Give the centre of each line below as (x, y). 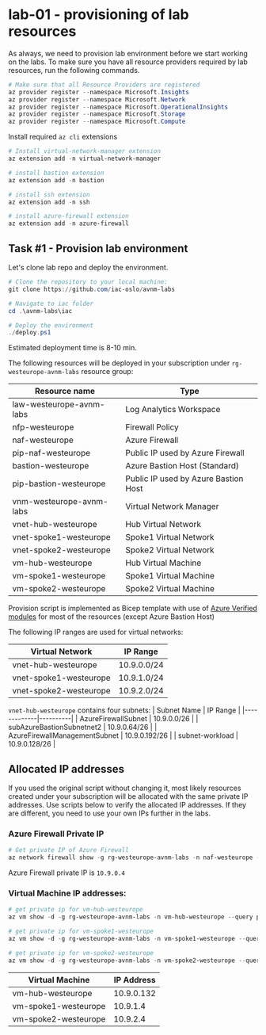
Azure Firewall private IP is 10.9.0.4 (66, 873)
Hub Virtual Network (163, 525)
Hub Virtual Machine (163, 563)
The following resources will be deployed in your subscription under (119, 363)
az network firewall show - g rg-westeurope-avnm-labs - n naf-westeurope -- (136, 857)
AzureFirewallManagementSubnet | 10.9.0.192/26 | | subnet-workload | (123, 735)
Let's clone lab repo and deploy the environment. (88, 267)
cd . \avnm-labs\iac (40, 311)
